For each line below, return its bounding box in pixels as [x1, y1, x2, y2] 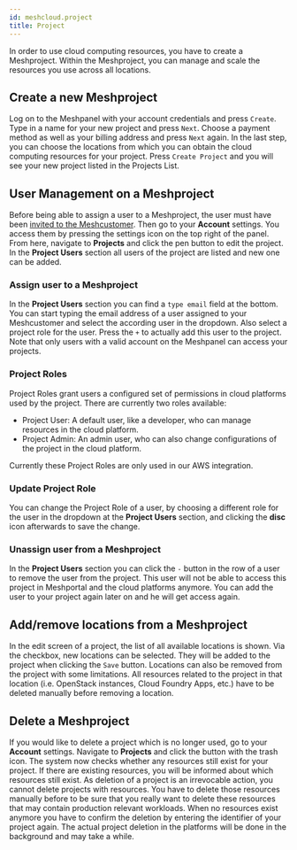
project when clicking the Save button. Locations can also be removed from [9, 660, 283, 670]
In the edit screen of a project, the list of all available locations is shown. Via [9, 641, 286, 652]
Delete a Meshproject [9, 714, 130, 729]
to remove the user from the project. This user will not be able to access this [9, 573, 287, 583]
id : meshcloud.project [9, 12, 93, 22]
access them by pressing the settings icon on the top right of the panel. [9, 228, 270, 239]
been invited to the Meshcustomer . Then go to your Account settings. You [9, 219, 280, 230]
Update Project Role [9, 482, 96, 494]
